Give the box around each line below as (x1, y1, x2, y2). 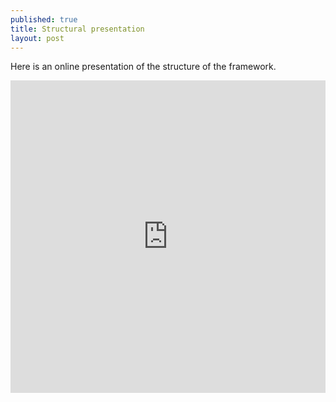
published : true (10, 14, 78, 25)
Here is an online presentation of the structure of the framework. (10, 61, 277, 73)
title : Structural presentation (10, 24, 145, 34)
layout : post (10, 33, 65, 43)
